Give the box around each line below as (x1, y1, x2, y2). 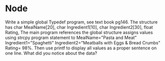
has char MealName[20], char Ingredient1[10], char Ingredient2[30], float (5, 24, 153, 30)
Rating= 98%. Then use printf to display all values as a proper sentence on (5, 45, 157, 51)
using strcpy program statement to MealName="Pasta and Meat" (5, 35, 137, 41)
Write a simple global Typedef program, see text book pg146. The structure (5, 19, 158, 25)
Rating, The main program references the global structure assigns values (5, 29, 153, 35)
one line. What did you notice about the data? (5, 50, 98, 56)
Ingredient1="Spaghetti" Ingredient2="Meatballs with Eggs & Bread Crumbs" (5, 40, 161, 45)
